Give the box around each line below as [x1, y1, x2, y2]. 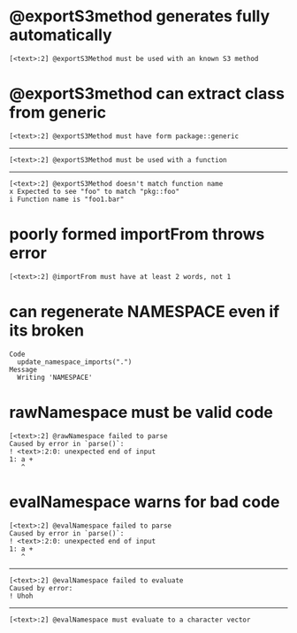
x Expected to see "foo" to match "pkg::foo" [9, 187, 179, 196]
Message [9, 365, 38, 374]
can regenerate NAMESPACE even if [9, 302, 280, 321]
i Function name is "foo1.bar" [9, 195, 125, 204]
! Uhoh [9, 591, 34, 600]
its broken [9, 320, 85, 340]
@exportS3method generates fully [9, 6, 270, 27]
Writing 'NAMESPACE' [17, 373, 93, 382]
